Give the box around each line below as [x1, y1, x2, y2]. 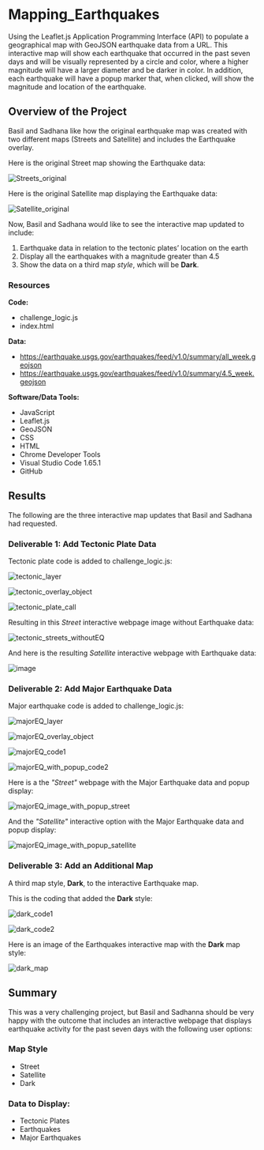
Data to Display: [8, 1098, 71, 1109]
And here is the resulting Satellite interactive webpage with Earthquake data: [8, 648, 257, 658]
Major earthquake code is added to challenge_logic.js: [8, 701, 184, 711]
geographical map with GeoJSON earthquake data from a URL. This [8, 40, 229, 49]
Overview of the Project [8, 105, 128, 119]
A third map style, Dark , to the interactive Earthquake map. [8, 878, 199, 888]
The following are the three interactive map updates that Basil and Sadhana [8, 510, 252, 519]
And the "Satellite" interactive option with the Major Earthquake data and [8, 816, 244, 827]
